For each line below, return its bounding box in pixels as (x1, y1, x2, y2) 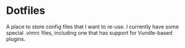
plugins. (6, 35, 25, 42)
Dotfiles (6, 4, 45, 17)
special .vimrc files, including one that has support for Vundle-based (6, 29, 173, 36)
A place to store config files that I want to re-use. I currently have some (6, 23, 179, 30)
